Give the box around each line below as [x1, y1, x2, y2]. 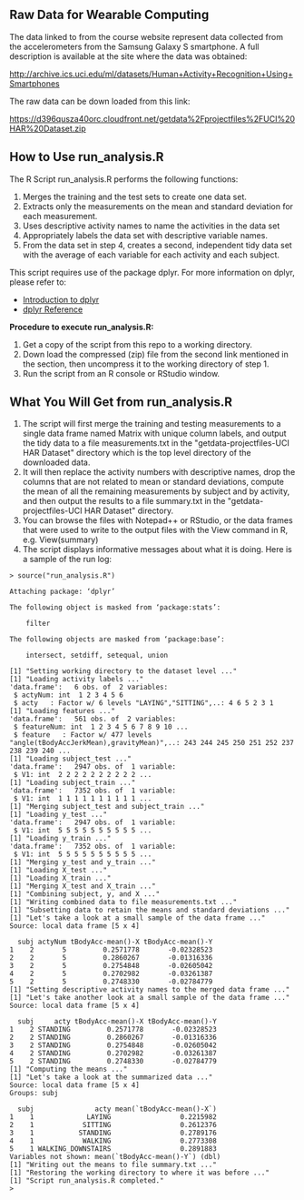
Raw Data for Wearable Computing [9, 7, 210, 23]
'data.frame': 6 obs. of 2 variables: [9, 682, 169, 692]
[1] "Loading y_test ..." [9, 810, 107, 820]
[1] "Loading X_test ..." [9, 866, 107, 875]
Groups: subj [9, 1089, 59, 1098]
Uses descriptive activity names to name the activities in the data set [22, 220, 280, 231]
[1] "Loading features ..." [9, 707, 116, 716]
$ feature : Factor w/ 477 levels [13, 731, 152, 740]
